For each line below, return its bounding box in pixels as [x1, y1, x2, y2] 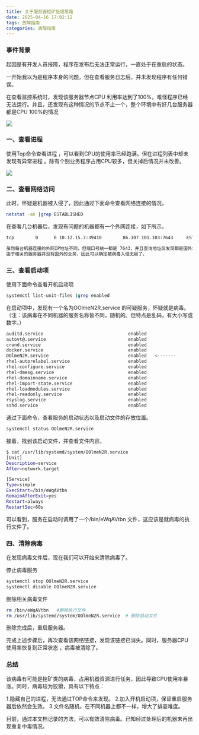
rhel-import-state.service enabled [6, 381, 147, 386]
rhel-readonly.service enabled [6, 391, 147, 398]
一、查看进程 [6, 135, 43, 144]
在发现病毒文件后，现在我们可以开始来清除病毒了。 [6, 553, 131, 561]
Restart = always [6, 498, 44, 505]
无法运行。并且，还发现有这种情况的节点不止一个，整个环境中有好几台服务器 [6, 100, 193, 107]
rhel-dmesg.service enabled [6, 369, 147, 375]
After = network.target [6, 465, 60, 472]
